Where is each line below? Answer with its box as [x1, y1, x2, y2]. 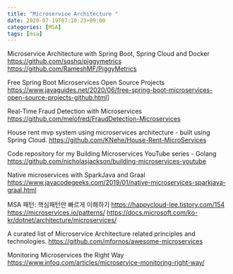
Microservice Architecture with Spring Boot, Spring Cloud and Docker [7, 50, 210, 58]
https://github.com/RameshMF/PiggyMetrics [7, 64, 137, 73]
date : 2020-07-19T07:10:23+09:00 [7, 17, 106, 24]
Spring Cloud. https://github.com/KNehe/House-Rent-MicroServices [7, 136, 207, 144]
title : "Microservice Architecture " [7, 10, 119, 18]
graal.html [7, 185, 37, 195]
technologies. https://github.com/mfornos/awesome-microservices [7, 237, 203, 246]
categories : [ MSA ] [7, 23, 61, 30]
